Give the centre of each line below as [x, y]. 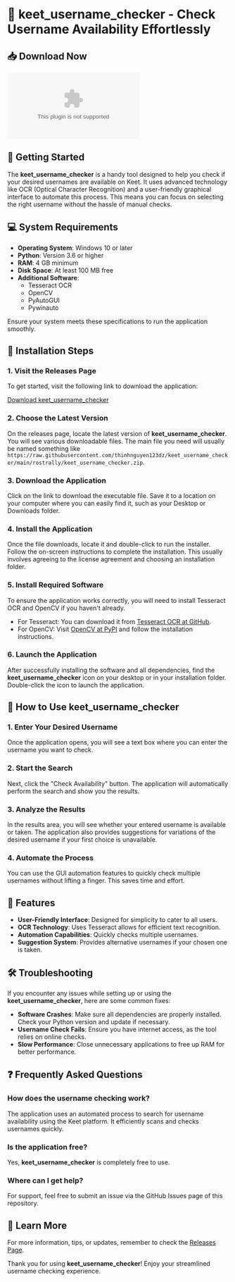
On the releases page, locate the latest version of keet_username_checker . [117, 433]
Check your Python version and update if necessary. [94, 1022]
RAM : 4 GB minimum [48, 263]
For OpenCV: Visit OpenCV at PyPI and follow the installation [105, 629]
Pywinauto [43, 307]
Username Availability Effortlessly [109, 29]
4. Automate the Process [50, 858]
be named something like [44, 448]
